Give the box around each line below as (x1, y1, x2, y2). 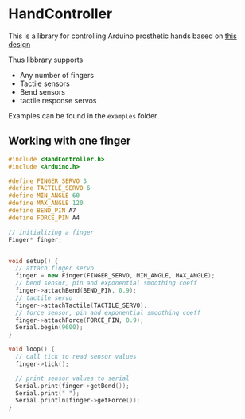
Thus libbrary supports (8, 55, 84, 64)
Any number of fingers (19, 70, 94, 80)
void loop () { (8, 345, 56, 354)
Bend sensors (19, 87, 66, 96)
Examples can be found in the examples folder (8, 111, 157, 120)
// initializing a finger (8, 228, 94, 236)
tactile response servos (19, 95, 97, 105)
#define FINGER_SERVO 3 (8, 177, 87, 185)
